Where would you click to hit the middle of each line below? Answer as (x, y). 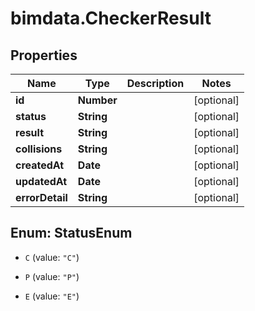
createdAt (40, 165)
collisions (39, 149)
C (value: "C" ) (52, 257)
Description (155, 83)
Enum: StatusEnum (71, 233)
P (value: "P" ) (52, 276)
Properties (44, 55)
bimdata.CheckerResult (111, 18)
